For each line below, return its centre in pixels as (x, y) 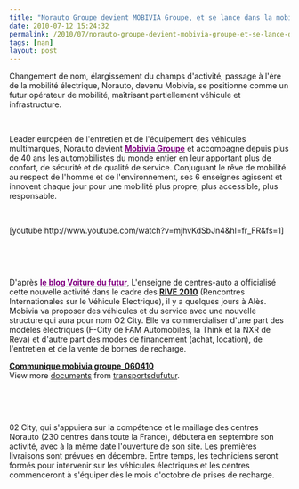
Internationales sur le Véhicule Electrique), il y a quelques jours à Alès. (138, 302)
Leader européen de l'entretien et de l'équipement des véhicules (128, 139)
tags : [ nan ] (31, 42)
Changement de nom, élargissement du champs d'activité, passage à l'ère (145, 76)
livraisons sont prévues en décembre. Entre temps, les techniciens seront (144, 456)
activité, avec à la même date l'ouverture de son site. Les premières (133, 446)
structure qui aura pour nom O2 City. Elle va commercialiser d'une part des (147, 320)
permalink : (29, 34)
